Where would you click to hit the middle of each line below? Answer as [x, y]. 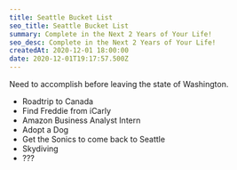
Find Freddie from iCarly [67, 111]
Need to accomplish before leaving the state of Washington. [119, 84]
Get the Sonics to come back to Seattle [94, 139]
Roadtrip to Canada [58, 101]
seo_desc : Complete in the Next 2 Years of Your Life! [113, 42]
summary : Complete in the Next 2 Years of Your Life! [111, 34]
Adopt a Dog [45, 130]
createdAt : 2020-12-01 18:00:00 [69, 51]
